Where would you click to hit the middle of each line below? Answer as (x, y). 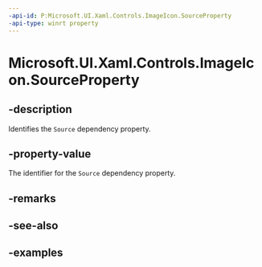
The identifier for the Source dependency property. (92, 173)
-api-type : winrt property (53, 23)
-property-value (50, 154)
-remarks (32, 198)
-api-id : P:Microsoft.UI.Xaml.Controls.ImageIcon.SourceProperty (120, 16)
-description (40, 109)
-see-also (33, 226)
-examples (36, 253)
